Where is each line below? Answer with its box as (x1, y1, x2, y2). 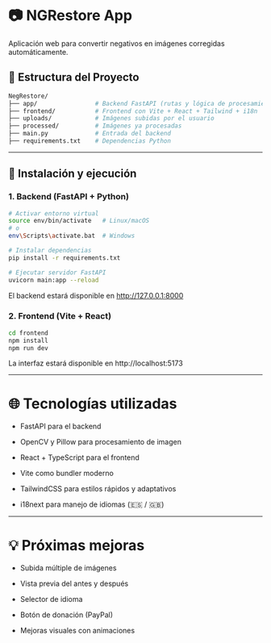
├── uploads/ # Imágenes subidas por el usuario (8, 115, 215, 123)
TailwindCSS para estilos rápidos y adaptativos (19, 484, 177, 494)
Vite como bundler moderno (19, 469, 115, 478)
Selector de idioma (19, 595, 83, 604)
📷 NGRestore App (8, 6, 133, 25)
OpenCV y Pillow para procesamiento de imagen (19, 437, 181, 447)
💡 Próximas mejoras (8, 536, 145, 554)
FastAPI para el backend (19, 421, 102, 432)
